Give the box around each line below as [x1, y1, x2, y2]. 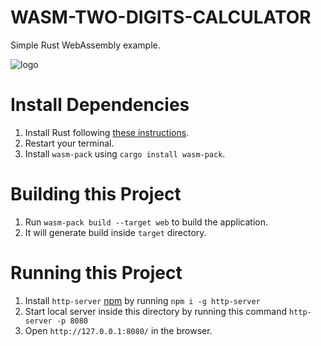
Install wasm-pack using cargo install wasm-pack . [24, 147, 226, 160]
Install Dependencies [10, 94, 190, 116]
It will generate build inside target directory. [24, 226, 207, 238]
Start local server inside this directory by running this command [24, 305, 287, 317]
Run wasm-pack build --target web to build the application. [24, 216, 269, 228]
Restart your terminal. [24, 137, 115, 149]
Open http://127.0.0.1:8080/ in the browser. [24, 324, 213, 336]
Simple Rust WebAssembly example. [10, 39, 161, 51]
